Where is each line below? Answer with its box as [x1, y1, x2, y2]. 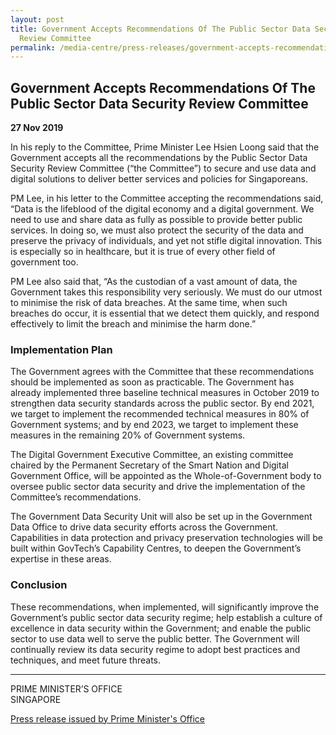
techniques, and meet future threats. [10, 654, 162, 666]
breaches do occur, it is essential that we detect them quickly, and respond [10, 307, 320, 320]
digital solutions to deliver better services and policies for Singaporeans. [10, 173, 308, 185]
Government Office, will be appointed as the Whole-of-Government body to [10, 470, 322, 482]
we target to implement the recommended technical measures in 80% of [10, 408, 310, 420]
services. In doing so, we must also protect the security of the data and [10, 224, 304, 236]
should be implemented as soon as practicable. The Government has [10, 376, 295, 388]
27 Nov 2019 [10, 122, 64, 134]
